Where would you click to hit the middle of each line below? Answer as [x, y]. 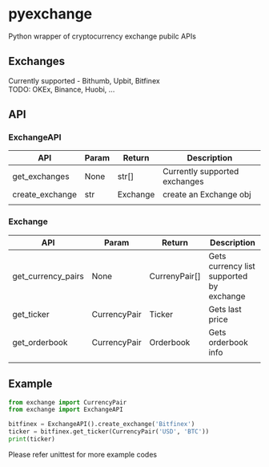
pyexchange [50, 14]
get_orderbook [40, 342]
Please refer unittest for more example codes [83, 454]
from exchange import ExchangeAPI [66, 410]
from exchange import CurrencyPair [68, 402]
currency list [232, 266]
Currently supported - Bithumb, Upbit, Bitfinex [84, 80]
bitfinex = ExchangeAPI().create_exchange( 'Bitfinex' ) [102, 424]
